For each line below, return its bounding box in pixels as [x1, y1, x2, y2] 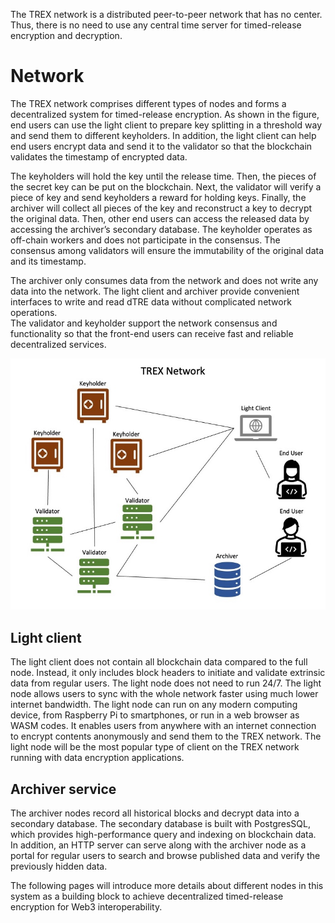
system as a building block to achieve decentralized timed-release [10, 890, 284, 902]
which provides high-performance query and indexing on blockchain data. [10, 828, 317, 840]
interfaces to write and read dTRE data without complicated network [10, 295, 292, 308]
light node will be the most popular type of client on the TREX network [10, 741, 300, 753]
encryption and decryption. [10, 30, 123, 41]
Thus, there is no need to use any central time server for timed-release [10, 19, 302, 31]
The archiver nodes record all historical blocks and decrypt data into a [10, 807, 300, 819]
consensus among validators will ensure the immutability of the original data [10, 244, 325, 256]
